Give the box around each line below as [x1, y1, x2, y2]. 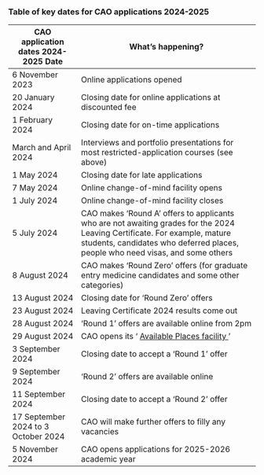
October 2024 [12, 431, 65, 442]
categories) [81, 280, 124, 291]
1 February [12, 115, 53, 126]
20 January [12, 92, 55, 103]
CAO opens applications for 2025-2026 [81, 444, 230, 455]
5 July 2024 [12, 227, 58, 238]
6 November [12, 69, 59, 80]
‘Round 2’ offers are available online [81, 371, 214, 382]
